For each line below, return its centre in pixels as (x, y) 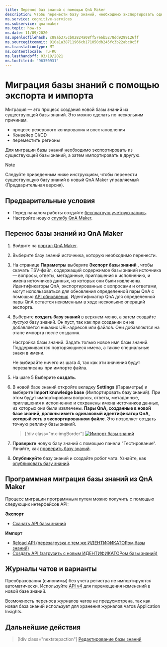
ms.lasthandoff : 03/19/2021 (34, 56)
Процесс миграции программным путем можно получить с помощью (80, 499)
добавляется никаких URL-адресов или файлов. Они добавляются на (86, 327)
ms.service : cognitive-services (39, 19)
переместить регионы (36, 140)
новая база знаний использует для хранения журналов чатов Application (83, 606)
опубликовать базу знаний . (41, 463)
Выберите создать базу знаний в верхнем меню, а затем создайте (84, 317)
